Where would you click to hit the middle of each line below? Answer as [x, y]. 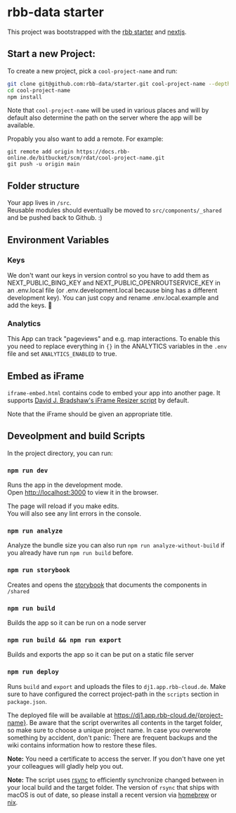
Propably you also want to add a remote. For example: [85, 139]
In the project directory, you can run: [60, 453]
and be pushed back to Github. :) [55, 218]
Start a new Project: [52, 54]
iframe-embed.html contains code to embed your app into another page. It [114, 392]
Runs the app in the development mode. [65, 485]
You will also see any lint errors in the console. [74, 514]
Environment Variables [58, 240]
